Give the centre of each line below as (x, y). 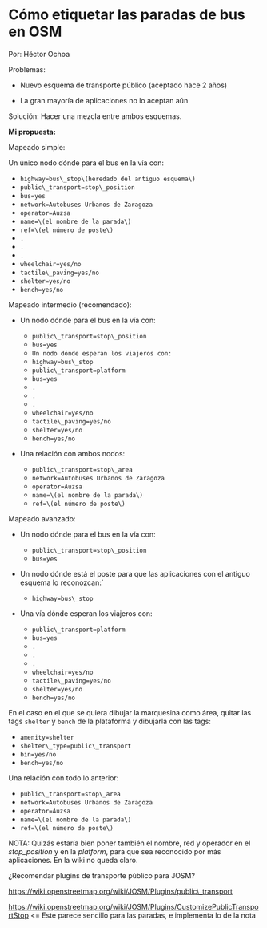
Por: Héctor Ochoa (39, 54)
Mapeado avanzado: (42, 518)
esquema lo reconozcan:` (62, 582)
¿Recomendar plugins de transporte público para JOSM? (102, 875)
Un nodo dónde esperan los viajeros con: (102, 353)
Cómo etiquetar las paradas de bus (127, 15)
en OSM (35, 32)
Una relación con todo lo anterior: (64, 778)
